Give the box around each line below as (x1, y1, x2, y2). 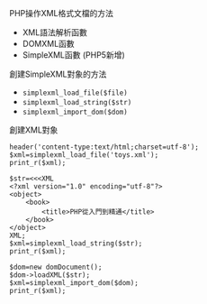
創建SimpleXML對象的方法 (9, 69, 107, 79)
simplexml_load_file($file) (22, 88, 128, 97)
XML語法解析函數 (22, 27, 87, 38)
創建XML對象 (9, 124, 58, 135)
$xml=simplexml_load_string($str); (9, 239, 143, 248)
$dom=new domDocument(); (9, 263, 103, 272)
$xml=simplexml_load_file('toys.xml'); (9, 151, 159, 160)
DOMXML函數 (22, 39, 75, 49)
